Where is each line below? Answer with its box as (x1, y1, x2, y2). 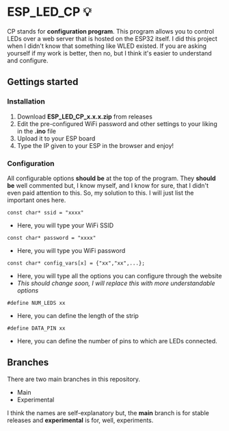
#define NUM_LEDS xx (7, 299, 66, 306)
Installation (7, 97, 46, 106)
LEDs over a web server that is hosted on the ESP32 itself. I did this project (7, 34, 217, 42)
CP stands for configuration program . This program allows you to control (7, 27, 214, 35)
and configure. (7, 56, 49, 64)
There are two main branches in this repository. (7, 375, 141, 383)
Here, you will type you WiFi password (16, 246, 126, 254)
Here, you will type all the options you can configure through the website (16, 271, 222, 280)
